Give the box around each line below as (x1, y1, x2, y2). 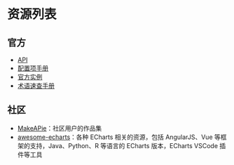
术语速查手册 (17, 81, 55, 90)
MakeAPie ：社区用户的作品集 (17, 124, 102, 132)
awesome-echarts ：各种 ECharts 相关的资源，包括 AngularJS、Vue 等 (17, 133, 221, 141)
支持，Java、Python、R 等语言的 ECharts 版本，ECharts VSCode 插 (29, 141, 226, 150)
